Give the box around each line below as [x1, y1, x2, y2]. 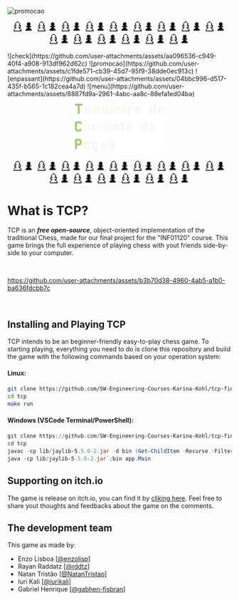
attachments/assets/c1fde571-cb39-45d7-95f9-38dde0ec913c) [7, 67, 194, 75]
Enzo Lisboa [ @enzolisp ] [17, 554, 91, 563]
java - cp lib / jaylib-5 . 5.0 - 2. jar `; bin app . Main [7, 455, 152, 462]
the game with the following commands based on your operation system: [7, 353, 222, 361]
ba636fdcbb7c [7, 284, 51, 292]
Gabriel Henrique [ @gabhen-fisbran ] [17, 585, 126, 594]
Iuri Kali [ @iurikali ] [17, 577, 72, 586]
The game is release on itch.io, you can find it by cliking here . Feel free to [7, 494, 223, 502]
